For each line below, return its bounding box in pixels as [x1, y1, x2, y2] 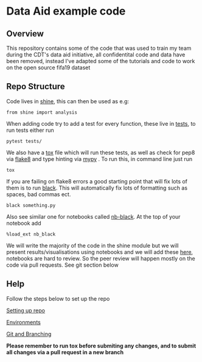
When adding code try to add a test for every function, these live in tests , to [6, 120, 196, 127]
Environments [6, 318, 41, 326]
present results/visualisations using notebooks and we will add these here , [6, 248, 193, 256]
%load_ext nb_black [6, 231, 56, 237]
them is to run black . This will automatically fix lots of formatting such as [6, 184, 187, 191]
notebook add [6, 219, 41, 227]
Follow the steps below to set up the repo [6, 295, 110, 302]
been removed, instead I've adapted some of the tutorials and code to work [6, 58, 195, 64]
